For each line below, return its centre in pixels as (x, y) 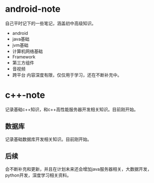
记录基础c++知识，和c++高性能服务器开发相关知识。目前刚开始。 (72, 109)
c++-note (25, 95)
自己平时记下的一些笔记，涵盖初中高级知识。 (51, 23)
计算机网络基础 (27, 51)
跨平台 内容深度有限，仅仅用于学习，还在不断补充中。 (67, 75)
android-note (33, 9)
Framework (24, 57)
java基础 (21, 39)
